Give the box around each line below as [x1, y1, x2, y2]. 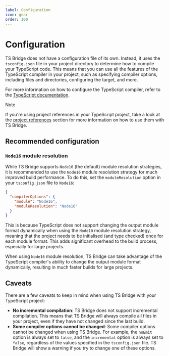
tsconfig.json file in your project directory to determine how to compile [5, 61, 154, 67]
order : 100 [5, 17, 28, 22]
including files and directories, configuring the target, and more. [5, 77, 138, 83]
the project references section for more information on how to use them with [5, 117, 164, 123]
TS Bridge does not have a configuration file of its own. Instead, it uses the [5, 55, 160, 61]
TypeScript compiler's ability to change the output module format [5, 259, 141, 265]
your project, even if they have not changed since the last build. [12, 318, 145, 324]
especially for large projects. [5, 244, 65, 250]
